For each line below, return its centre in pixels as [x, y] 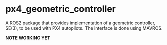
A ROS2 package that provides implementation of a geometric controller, [80, 23]
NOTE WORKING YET [28, 38]
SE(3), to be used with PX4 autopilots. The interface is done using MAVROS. [84, 28]
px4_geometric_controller [61, 9]
